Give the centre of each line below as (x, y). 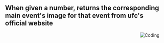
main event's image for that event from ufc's (74, 16)
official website (29, 23)
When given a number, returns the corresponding (82, 8)
